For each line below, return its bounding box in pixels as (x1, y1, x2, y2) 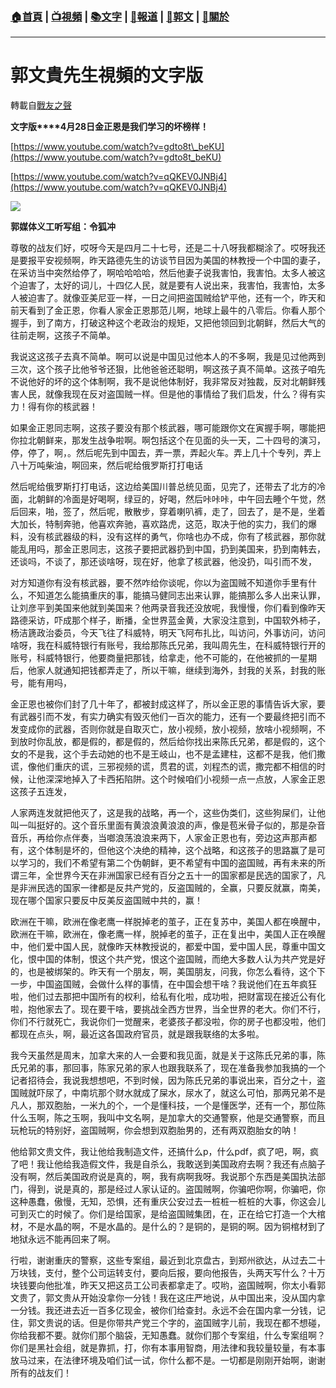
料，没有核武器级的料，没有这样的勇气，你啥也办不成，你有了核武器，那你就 (10, 531, 326, 543)
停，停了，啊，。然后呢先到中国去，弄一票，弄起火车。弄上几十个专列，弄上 (10, 447, 322, 459)
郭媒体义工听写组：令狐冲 (10, 221, 116, 233)
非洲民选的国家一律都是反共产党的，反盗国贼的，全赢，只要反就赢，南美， (18, 882, 326, 894)
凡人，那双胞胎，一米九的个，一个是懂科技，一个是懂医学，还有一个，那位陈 (10, 1099, 326, 1112)
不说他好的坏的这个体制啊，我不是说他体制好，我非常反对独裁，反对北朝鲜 (10, 376, 317, 388)
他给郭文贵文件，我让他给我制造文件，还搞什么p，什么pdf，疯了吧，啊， (10, 1146, 310, 1158)
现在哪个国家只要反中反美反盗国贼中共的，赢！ (10, 894, 203, 907)
